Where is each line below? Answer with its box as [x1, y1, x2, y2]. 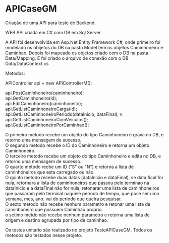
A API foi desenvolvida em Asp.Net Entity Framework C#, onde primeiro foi [5, 39, 160, 45]
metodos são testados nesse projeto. [5, 232, 82, 238]
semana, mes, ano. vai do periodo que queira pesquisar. [5, 196, 122, 202]
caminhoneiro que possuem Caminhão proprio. [5, 206, 103, 212]
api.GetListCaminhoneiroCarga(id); [5, 106, 77, 112]
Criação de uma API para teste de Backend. [5, 20, 96, 26]
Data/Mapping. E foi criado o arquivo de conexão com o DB [5, 55, 129, 61]
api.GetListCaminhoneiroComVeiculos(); [5, 116, 88, 122]
